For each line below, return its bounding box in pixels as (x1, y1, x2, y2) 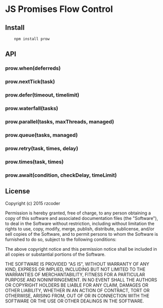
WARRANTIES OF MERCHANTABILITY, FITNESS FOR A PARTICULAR (5, 271, 145, 277)
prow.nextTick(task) (5, 78, 55, 85)
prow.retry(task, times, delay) (5, 145, 78, 152)
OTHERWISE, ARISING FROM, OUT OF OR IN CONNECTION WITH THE (5, 293, 150, 299)
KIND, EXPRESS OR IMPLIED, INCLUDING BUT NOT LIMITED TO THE (5, 266, 146, 272)
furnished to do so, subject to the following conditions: (5, 236, 116, 242)
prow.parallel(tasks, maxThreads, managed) (5, 118, 114, 125)
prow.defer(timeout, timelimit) (5, 92, 79, 99)
